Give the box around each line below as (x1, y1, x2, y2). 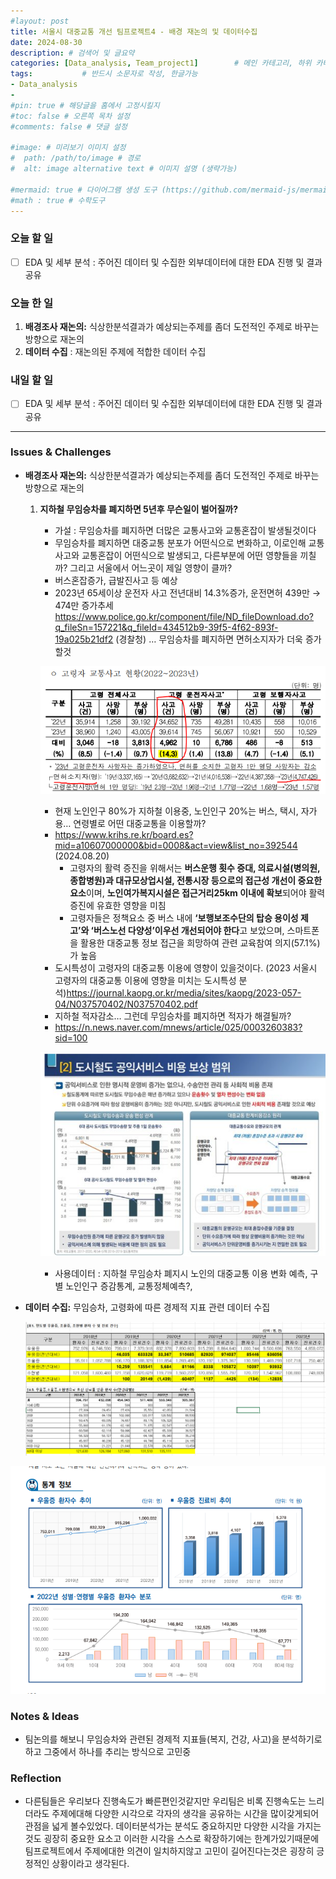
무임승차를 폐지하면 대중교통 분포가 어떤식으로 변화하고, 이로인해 (54, 536, 307, 549)
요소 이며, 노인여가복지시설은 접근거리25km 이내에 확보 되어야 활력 (69, 887, 326, 899)
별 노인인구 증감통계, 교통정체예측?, (54, 1280, 193, 1292)
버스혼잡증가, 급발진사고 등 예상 (54, 574, 178, 586)
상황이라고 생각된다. (51, 1858, 130, 1870)
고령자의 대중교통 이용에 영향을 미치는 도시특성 (54, 975, 237, 987)
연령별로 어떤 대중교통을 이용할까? (73, 818, 207, 830)
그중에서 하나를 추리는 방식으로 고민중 (43, 1746, 192, 1758)
